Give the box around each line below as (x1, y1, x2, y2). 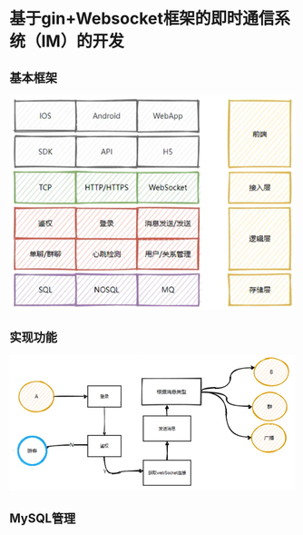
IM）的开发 (41, 31, 124, 52)
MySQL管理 (9, 510, 76, 527)
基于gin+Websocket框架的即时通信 (9, 8, 275, 29)
